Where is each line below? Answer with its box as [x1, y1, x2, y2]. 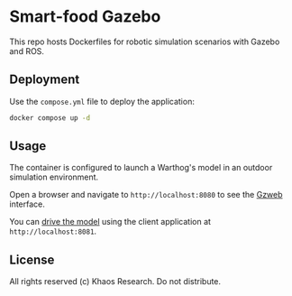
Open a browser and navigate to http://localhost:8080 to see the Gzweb [9, 190, 283, 200]
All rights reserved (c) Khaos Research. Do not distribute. [9, 276, 222, 287]
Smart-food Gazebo [9, 6, 161, 27]
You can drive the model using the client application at [9, 217, 212, 227]
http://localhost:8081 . [9, 226, 97, 236]
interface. [9, 199, 45, 209]
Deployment [9, 72, 80, 88]
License [9, 252, 55, 267]
